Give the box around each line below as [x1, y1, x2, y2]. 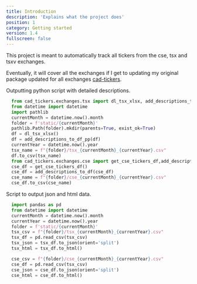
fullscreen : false [6, 36, 51, 42]
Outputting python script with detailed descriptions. [6, 87, 131, 94]
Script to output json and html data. [6, 191, 91, 197]
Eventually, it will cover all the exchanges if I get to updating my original [6, 70, 179, 76]
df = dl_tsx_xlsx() [11, 131, 59, 137]
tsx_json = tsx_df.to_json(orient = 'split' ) [11, 240, 119, 246]
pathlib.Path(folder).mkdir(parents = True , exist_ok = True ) [11, 125, 157, 132]
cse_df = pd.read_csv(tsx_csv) [11, 261, 88, 267]
